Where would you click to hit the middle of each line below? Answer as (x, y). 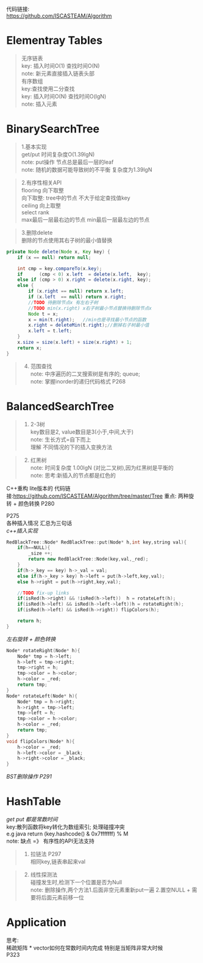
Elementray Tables (54, 41)
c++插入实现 (22, 531)
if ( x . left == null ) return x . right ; (77, 297)
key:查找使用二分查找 (48, 89)
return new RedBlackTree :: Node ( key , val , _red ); (88, 559)
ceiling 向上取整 (41, 205)
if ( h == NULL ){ (34, 548)
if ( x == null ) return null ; (54, 257)
